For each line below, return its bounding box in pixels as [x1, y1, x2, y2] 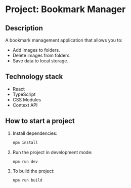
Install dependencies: [12, 130, 58, 136]
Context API [12, 102, 38, 108]
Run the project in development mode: [12, 149, 93, 155]
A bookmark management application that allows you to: [5, 37, 123, 43]
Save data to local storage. [12, 58, 69, 64]
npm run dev [12, 159, 38, 164]
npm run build [12, 178, 42, 183]
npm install [12, 140, 38, 145]
